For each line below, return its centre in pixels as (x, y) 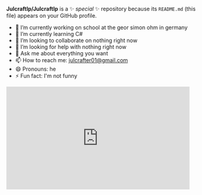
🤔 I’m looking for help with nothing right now (71, 47)
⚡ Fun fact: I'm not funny (46, 76)
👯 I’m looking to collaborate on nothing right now (76, 40)
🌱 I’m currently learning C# (49, 34)
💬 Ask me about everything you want (62, 53)
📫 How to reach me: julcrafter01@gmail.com (71, 60)
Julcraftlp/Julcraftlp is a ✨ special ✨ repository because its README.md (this (101, 9)
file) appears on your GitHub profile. (52, 16)
